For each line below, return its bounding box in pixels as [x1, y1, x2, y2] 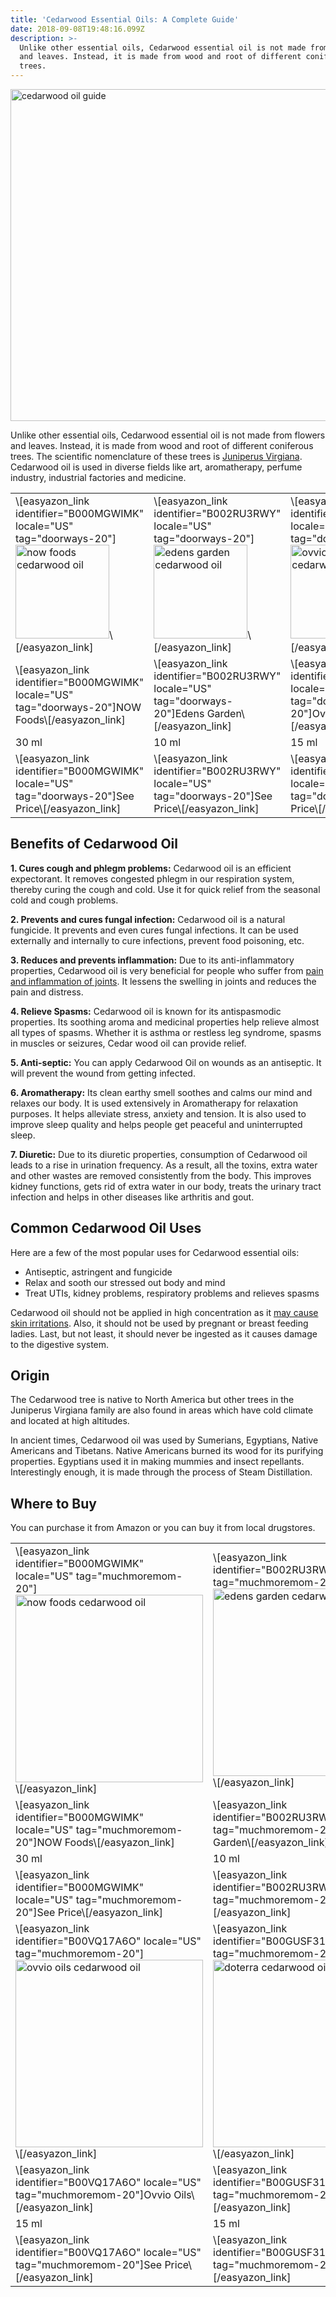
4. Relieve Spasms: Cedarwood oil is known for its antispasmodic [10, 1005, 282, 1017]
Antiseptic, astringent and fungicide [24, 1266, 173, 1278]
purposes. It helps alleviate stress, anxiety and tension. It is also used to [10, 1107, 307, 1120]
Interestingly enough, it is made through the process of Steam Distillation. [10, 1466, 313, 1478]
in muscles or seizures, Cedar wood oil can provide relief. [10, 1037, 247, 1049]
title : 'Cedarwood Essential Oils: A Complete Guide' [10, 14, 240, 25]
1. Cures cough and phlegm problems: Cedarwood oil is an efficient [10, 862, 292, 874]
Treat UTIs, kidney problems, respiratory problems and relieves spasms [24, 1287, 320, 1299]
